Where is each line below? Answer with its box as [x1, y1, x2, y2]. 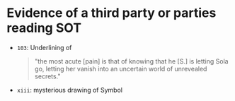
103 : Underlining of [16, 43, 72, 52]
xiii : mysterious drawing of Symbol [16, 85, 123, 94]
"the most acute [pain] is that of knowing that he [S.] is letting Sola [34, 57, 229, 65]
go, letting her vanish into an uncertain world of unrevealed [34, 64, 207, 73]
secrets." [34, 72, 61, 81]
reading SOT [6, 20, 82, 36]
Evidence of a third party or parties [6, 5, 217, 21]
